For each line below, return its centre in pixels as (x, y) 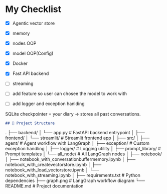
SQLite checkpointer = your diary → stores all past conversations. (73, 114)
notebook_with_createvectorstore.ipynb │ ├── (53, 165)
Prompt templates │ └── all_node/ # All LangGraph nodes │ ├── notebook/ (83, 154)
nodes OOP (24, 43)
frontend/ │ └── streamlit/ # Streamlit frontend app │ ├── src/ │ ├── (77, 138)
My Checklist (33, 9)
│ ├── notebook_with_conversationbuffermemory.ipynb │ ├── (70, 159)
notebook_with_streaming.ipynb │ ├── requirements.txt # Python (73, 175)
